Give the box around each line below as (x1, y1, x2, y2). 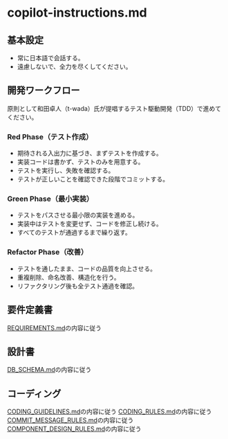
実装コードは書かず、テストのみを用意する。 (17, 158, 144, 166)
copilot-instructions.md (7, 5, 147, 21)
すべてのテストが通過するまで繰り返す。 (17, 229, 131, 237)
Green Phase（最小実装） (7, 194, 94, 204)
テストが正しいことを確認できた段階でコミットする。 (17, 175, 169, 183)
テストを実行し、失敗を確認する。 (17, 166, 115, 174)
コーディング (7, 388, 61, 400)
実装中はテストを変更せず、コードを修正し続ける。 (17, 219, 162, 228)
